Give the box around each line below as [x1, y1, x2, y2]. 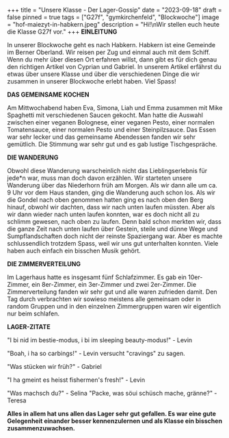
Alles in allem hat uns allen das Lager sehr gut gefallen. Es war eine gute [7, 410, 217, 417]
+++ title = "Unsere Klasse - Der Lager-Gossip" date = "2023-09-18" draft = [7, 6, 222, 14]
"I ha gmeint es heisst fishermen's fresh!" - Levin [7, 376, 146, 384]
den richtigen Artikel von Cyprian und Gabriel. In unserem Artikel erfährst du [7, 63, 222, 70]
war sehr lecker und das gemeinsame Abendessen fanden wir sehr [7, 133, 196, 141]
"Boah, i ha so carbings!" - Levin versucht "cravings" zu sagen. [7, 349, 186, 357]
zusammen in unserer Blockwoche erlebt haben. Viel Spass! [7, 77, 176, 85]
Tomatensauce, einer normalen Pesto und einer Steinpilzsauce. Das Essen [7, 126, 217, 133]
